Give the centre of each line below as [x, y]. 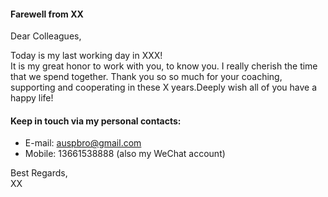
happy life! [32, 98]
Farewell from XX [47, 14]
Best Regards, [39, 173]
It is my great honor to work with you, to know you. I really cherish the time [164, 66]
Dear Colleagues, [46, 36]
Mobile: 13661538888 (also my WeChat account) [125, 154]
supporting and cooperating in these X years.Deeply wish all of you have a [164, 87]
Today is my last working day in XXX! [86, 56]
